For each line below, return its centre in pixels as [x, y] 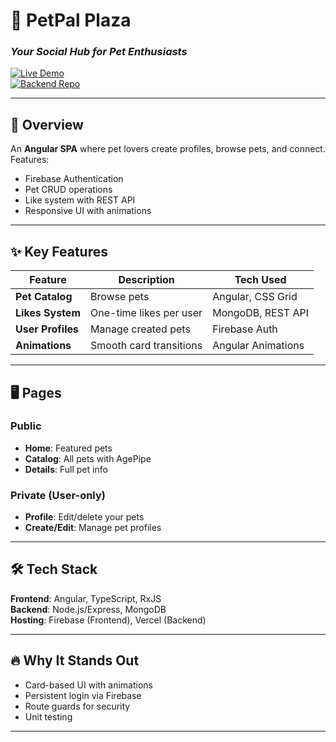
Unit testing [48, 716]
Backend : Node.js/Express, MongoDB [88, 609]
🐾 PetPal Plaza [71, 20]
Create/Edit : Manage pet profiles [93, 528]
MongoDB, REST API [261, 313]
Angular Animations [258, 346]
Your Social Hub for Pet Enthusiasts [99, 52]
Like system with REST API [80, 200]
